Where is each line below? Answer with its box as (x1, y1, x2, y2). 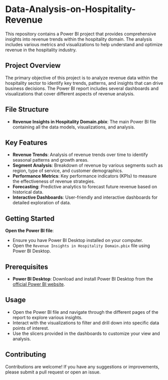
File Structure (5, 105, 49, 114)
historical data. (12, 189, 44, 195)
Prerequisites (5, 263, 48, 271)
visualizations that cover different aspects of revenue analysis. (5, 90, 135, 96)
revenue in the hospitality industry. (5, 47, 77, 53)
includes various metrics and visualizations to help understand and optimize (5, 41, 163, 47)
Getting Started (5, 214, 55, 223)
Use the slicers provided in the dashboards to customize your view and (12, 330, 160, 336)
